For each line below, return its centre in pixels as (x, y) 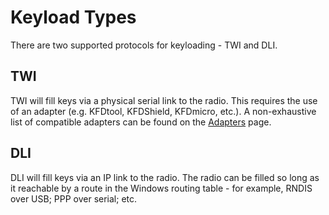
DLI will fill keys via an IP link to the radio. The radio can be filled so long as (165, 177)
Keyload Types (73, 17)
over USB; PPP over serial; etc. (74, 198)
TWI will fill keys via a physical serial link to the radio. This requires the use (164, 100)
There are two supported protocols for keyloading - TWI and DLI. (144, 45)
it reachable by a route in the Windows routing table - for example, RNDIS (161, 188)
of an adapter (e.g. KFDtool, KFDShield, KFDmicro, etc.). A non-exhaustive (163, 111)
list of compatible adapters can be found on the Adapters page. (141, 122)
